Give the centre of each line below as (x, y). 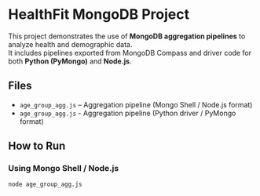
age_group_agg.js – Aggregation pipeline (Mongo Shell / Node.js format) (136, 104)
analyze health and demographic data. (70, 44)
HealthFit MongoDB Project (99, 15)
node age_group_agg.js (45, 185)
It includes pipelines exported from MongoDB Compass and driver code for (130, 53)
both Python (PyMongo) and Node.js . (70, 61)
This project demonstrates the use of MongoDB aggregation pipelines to (127, 36)
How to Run (37, 146)
